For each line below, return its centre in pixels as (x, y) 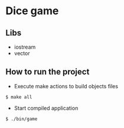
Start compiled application (46, 108)
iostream (25, 47)
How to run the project (48, 72)
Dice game (32, 11)
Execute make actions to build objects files (66, 86)
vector (22, 53)
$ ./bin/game (22, 119)
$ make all (19, 97)
